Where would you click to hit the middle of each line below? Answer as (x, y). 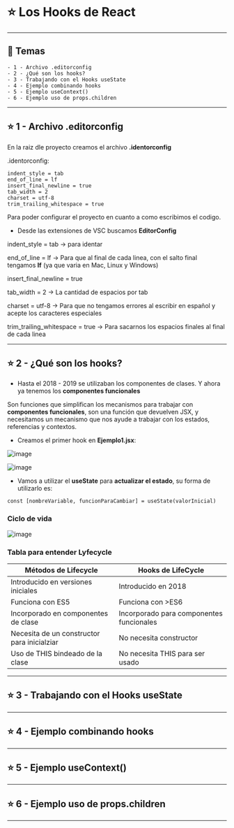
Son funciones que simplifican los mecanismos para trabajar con (100, 405)
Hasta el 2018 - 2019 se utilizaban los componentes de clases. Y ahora (119, 384)
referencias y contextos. (42, 427)
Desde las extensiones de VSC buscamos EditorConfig (97, 231)
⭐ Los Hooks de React (71, 12)
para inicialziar (35, 642)
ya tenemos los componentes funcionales (79, 391)
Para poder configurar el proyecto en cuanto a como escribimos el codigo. (114, 217)
